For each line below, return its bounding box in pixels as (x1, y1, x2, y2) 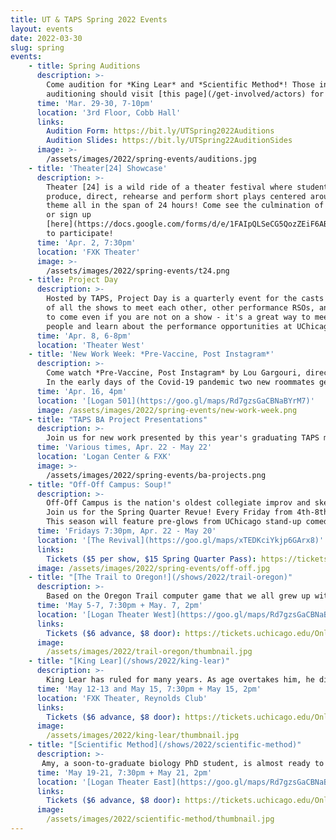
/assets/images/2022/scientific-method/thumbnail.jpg (46, 814, 275, 825)
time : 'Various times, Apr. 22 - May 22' (36, 442, 213, 453)
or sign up (46, 210, 92, 220)
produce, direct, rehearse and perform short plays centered (46, 191, 307, 201)
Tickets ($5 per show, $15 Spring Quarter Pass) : (46, 554, 257, 564)
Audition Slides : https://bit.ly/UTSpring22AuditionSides (46, 136, 293, 146)
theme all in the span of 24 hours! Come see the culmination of (46, 201, 325, 211)
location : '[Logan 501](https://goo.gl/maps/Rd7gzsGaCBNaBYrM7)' (36, 396, 315, 406)
